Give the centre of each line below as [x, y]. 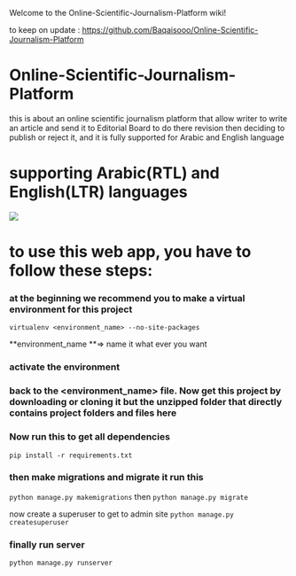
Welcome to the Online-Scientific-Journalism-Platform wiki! [118, 13]
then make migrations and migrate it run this [106, 478]
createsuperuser [39, 522]
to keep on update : [45, 30]
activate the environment [65, 367]
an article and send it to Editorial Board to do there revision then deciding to [147, 128]
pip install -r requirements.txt [71, 455]
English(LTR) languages [98, 192]
